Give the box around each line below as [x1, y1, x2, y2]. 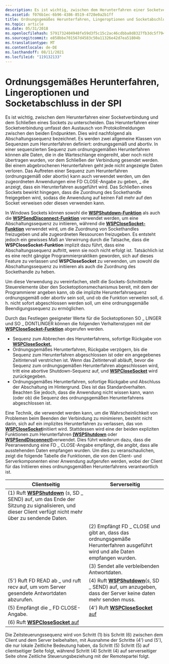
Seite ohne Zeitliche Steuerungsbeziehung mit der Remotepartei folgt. [5, 653, 150, 659]
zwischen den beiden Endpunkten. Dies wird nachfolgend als [5, 130, 132, 136]
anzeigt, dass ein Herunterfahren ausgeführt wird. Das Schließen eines [5, 184, 152, 190]
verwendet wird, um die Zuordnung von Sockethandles [25, 226, 139, 232]
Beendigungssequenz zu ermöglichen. [5, 305, 86, 312]
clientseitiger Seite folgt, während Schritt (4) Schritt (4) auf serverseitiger [5, 648, 157, 654]
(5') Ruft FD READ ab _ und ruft [8, 577, 81, 584]
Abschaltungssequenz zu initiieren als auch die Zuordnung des [5, 264, 136, 270]
